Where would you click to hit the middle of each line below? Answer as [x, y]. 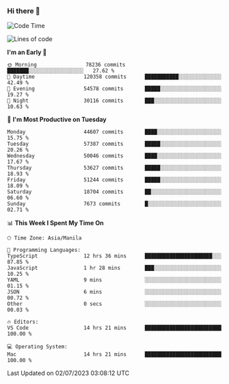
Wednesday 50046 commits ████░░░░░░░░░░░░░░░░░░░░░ [114, 156]
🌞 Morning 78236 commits [66, 65]
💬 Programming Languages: [44, 250]
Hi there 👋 [24, 11]
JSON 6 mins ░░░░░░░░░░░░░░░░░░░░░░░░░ [114, 292]
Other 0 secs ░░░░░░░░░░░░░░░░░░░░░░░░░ [114, 304]
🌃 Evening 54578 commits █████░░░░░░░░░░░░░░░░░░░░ [114, 89]
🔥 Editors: [23, 322]
